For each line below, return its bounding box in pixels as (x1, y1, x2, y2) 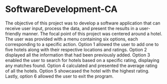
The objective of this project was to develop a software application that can (5, 20, 161, 26)
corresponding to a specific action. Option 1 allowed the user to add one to (5, 41, 159, 47)
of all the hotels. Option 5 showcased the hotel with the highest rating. (5, 67, 150, 73)
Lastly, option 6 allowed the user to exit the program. (5, 73, 114, 79)
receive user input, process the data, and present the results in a (5, 25, 138, 31)
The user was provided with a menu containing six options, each (5, 36, 138, 42)
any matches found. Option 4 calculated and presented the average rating (5, 62, 157, 68)
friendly (5, 30, 21, 36)
